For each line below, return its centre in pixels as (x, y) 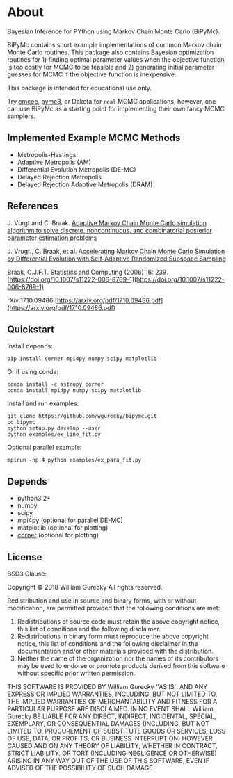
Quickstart (31, 329)
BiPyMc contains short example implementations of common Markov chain (115, 44)
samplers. (22, 116)
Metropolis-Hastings (47, 154)
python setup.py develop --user (54, 428)
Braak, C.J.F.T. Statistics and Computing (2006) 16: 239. (88, 272)
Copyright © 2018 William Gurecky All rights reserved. (85, 587)
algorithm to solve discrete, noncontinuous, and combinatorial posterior (110, 230)
